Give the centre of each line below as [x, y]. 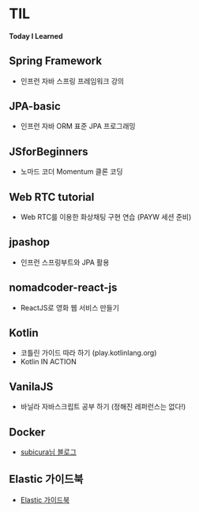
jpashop [30, 242]
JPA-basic [35, 106]
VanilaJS [31, 387]
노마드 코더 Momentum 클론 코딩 [71, 171]
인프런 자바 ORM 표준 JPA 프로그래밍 [78, 126]
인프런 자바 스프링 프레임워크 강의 [72, 81]
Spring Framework [55, 61]
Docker [27, 432]
